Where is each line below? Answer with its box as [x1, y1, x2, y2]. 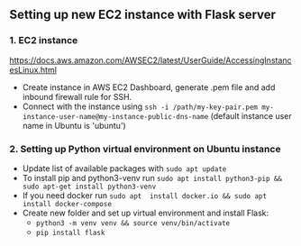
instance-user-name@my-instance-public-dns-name [22, 112, 209, 121]
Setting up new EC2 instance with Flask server [9, 7, 277, 23]
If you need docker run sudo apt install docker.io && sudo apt [22, 189, 268, 201]
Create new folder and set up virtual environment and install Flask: [22, 207, 269, 218]
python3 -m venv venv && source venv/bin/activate [35, 218, 231, 228]
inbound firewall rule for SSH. [22, 91, 132, 102]
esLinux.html [9, 64, 57, 75]
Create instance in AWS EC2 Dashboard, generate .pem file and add [22, 81, 276, 93]
